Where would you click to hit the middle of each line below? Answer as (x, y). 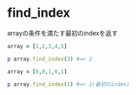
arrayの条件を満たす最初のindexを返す (62, 33)
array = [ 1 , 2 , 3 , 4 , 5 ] (38, 46)
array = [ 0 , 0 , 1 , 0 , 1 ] (38, 71)
